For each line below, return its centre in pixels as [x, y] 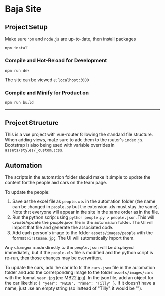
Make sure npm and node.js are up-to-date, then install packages [70, 39]
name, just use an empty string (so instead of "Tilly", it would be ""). [74, 288]
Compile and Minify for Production [47, 93]
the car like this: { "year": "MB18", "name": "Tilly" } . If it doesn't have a [80, 283]
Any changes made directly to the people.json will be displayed [69, 247]
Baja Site [23, 9]
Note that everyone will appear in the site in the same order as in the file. [86, 212]
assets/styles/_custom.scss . [34, 150]
